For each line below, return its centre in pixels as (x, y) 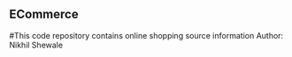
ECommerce (44, 14)
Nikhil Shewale (36, 45)
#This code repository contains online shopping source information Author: (146, 35)
